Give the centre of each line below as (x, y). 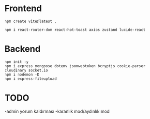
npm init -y (16, 62)
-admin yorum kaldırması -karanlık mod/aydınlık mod (57, 111)
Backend (22, 49)
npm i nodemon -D (22, 74)
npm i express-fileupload (30, 79)
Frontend (23, 8)
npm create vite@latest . (30, 21)
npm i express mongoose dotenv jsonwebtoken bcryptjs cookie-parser (75, 66)
